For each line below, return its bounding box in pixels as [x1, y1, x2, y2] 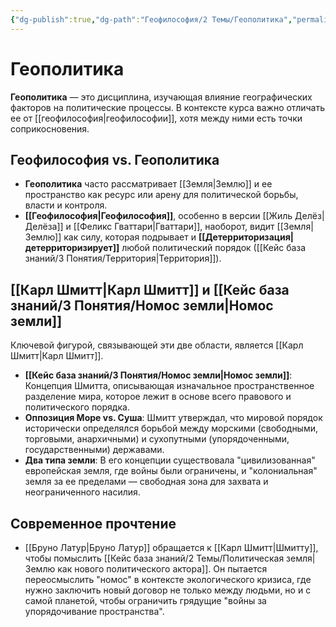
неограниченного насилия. [24, 486, 141, 498]
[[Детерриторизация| [198, 231, 294, 243]
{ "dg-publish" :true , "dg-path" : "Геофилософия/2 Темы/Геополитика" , [10, 14, 293, 25]
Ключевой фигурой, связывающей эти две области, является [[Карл [10, 339, 304, 351]
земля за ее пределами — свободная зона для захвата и [24, 476, 269, 488]
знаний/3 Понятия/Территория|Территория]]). [24, 252, 222, 265]
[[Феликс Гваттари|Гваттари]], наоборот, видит [73, 221, 275, 233]
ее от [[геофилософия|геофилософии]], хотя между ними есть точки [10, 112, 303, 124]
